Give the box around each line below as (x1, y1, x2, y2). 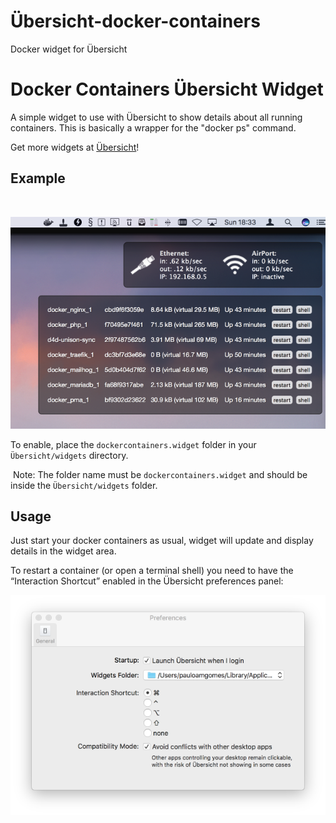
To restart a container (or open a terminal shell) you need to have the (10, 565, 294, 577)
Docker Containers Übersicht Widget (10, 78, 324, 101)
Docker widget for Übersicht (10, 43, 128, 55)
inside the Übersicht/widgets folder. (10, 479, 158, 491)
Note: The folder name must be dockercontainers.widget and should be (12, 468, 308, 480)
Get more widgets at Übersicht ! (10, 141, 140, 153)
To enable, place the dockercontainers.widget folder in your (10, 438, 257, 450)
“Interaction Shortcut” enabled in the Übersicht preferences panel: (10, 575, 284, 587)
